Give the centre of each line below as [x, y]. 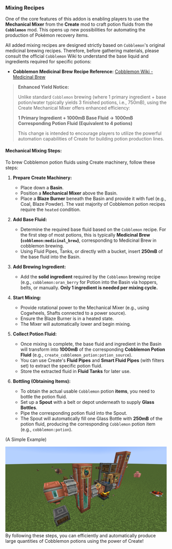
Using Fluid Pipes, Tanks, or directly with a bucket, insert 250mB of [91, 251]
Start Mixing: [27, 297]
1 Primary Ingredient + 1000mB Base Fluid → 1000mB [75, 118]
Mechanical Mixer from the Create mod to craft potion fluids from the [79, 24]
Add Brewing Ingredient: [39, 267]
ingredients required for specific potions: [48, 62]
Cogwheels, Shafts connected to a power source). [73, 313]
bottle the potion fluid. [44, 396]
